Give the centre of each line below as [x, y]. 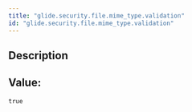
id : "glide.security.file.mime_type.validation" [91, 23]
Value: [25, 83]
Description [38, 56]
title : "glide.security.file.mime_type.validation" [96, 16]
